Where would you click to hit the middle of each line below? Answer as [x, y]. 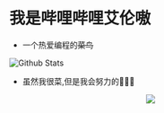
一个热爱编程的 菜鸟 [58, 45]
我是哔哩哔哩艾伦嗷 [80, 18]
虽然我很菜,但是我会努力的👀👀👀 [78, 81]
